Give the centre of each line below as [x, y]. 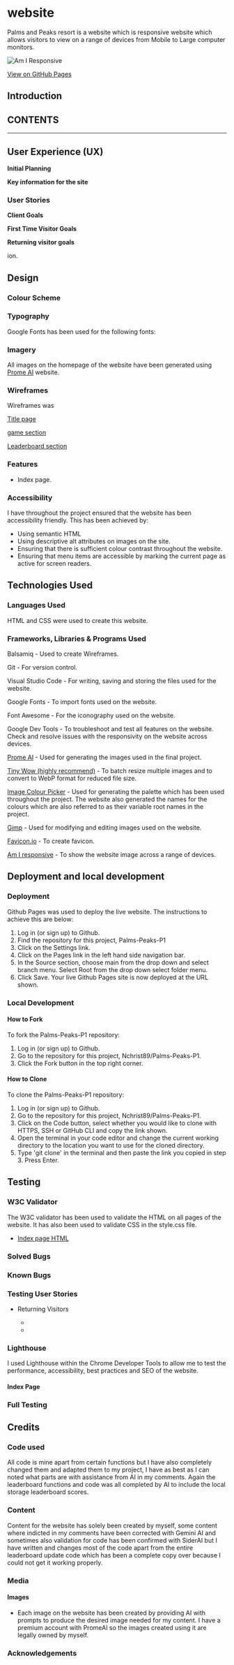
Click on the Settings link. [54, 947]
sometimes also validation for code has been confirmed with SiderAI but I [112, 1540]
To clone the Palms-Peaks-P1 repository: [65, 1095]
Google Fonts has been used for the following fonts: [81, 331]
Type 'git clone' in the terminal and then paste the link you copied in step [122, 1153]
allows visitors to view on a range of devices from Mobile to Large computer [116, 39]
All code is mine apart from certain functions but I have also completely [110, 1462]
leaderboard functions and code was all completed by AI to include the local [117, 1485]
